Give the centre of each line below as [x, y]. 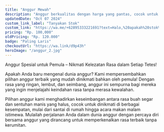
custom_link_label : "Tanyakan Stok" [42, 23]
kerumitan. [16, 125]
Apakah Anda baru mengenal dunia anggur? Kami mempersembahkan [76, 74]
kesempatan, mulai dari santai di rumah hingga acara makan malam [73, 109]
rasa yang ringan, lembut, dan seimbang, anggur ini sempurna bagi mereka [81, 84]
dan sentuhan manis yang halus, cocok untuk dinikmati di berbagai [72, 104]
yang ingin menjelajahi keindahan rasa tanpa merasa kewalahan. [70, 89]
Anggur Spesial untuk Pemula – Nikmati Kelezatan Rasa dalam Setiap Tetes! [81, 65]
